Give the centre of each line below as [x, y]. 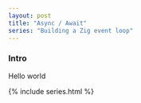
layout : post [30, 16]
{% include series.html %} [51, 91]
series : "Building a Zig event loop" [71, 30]
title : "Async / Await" [48, 23]
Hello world [27, 76]
